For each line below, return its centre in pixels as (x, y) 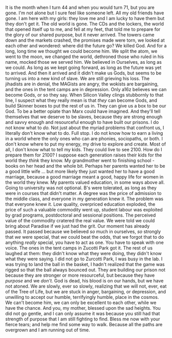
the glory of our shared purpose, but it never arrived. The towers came (80, 35)
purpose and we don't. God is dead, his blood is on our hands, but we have (84, 281)
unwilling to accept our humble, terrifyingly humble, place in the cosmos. (82, 297)
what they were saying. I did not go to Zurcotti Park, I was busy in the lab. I (84, 259)
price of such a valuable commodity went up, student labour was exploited (84, 210)
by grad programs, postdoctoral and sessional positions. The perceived (81, 215)
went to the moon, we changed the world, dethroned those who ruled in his (85, 57)
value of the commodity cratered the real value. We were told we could (80, 220)
